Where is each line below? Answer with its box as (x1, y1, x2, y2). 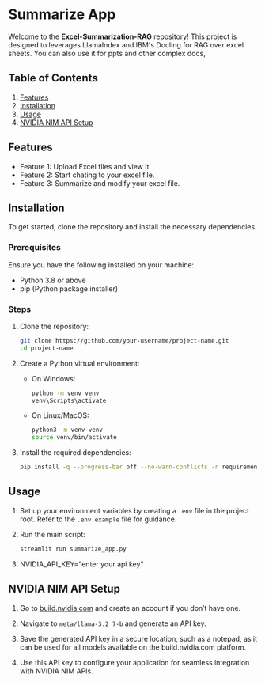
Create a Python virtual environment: (19, 358, 140, 368)
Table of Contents (8, 71, 99, 85)
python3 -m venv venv (31, 426, 103, 434)
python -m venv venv (31, 389, 100, 397)
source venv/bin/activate (31, 434, 117, 441)
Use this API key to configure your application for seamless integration (19, 657, 250, 667)
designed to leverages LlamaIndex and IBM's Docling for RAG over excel (8, 40, 244, 49)
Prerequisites (8, 242, 61, 253)
